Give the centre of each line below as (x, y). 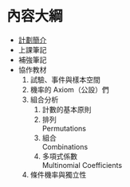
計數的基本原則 (67, 109)
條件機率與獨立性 (58, 174)
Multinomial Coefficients (82, 165)
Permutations (64, 128)
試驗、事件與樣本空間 (65, 80)
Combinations (65, 146)
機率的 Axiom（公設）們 (69, 89)
